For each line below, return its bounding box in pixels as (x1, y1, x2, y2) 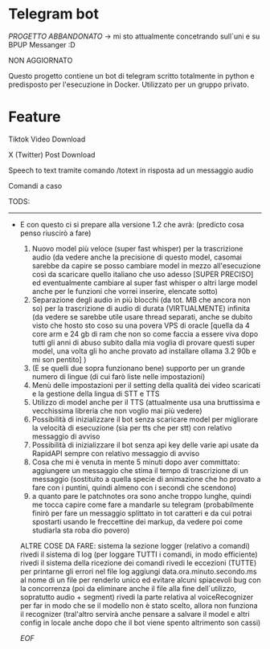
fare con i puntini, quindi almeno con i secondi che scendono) (31, 483, 237, 492)
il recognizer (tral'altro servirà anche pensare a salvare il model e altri (19, 609, 251, 618)
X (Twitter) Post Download (8, 149, 96, 159)
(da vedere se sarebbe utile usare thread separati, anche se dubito (31, 312, 253, 321)
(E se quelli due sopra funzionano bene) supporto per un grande (31, 363, 245, 373)
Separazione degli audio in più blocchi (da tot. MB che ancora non (31, 295, 251, 304)
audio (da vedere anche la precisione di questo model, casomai (31, 252, 243, 262)
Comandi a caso (8, 181, 63, 190)
